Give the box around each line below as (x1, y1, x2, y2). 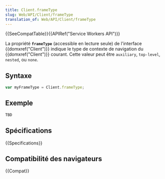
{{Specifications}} (5, 140, 43, 146)
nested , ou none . (5, 57, 39, 63)
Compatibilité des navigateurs (5, 154, 102, 163)
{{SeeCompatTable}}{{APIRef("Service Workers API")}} (5, 31, 120, 37)
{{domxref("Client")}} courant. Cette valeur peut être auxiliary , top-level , (5, 51, 160, 57)
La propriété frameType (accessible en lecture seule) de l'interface (5, 41, 142, 47)
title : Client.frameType (5, 7, 58, 13)
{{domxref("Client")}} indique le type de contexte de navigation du (5, 46, 144, 52)
